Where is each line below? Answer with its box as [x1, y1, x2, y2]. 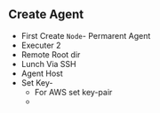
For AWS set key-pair [34, 87, 113, 97]
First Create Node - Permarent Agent [20, 30, 151, 41]
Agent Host [20, 68, 63, 79]
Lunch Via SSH [20, 58, 76, 69]
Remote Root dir [20, 49, 81, 60]
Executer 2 [20, 40, 61, 50]
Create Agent [8, 7, 84, 22]
